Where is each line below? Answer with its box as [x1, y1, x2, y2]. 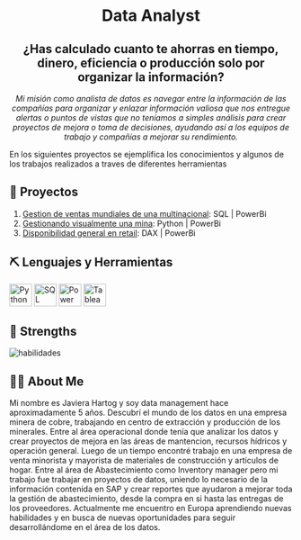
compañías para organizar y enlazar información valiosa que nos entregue [12, 103, 290, 113]
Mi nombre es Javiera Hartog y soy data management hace [9, 398, 229, 409]
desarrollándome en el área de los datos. [9, 522, 161, 533]
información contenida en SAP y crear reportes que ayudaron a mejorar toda [9, 483, 293, 495]
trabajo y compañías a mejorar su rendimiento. [64, 131, 238, 142]
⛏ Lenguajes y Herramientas [9, 255, 173, 270]
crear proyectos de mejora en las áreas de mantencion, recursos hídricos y [9, 436, 288, 446]
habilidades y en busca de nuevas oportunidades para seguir [9, 512, 236, 523]
